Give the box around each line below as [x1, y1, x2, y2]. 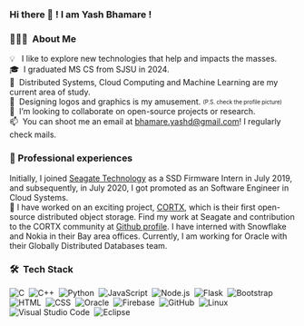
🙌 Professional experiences [9, 152, 133, 164]
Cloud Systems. [9, 192, 69, 203]
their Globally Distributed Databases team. [9, 240, 168, 251]
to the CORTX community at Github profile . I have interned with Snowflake [9, 221, 288, 232]
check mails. [9, 129, 57, 140]
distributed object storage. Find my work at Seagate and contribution [37, 211, 295, 222]
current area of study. [9, 86, 91, 98]
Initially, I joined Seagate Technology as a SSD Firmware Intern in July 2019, [9, 173, 293, 183]
